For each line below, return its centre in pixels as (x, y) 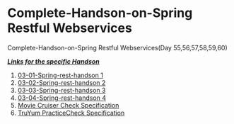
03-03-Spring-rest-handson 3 (62, 90)
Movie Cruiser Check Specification (68, 105)
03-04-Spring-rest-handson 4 (62, 98)
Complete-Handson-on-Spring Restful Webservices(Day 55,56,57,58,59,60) (117, 47)
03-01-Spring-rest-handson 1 (60, 75)
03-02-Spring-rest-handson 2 (62, 82)
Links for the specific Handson (54, 61)
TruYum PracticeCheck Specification (71, 113)
